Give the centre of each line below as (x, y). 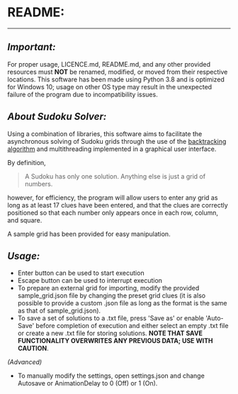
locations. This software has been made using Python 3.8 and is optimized (116, 79)
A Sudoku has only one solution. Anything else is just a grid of (115, 176)
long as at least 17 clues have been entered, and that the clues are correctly (118, 205)
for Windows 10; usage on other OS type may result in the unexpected (110, 86)
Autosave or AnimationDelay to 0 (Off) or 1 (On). (87, 383)
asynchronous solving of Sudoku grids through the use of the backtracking (117, 141)
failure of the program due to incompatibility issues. (83, 94)
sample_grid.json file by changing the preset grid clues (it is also (112, 295)
